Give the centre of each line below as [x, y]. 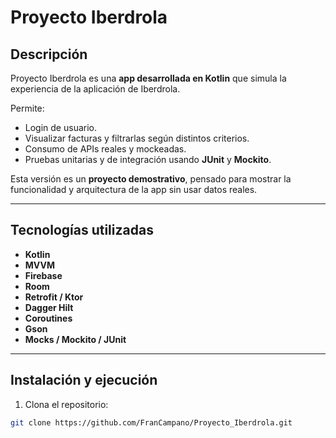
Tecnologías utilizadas [82, 230]
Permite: [27, 108]
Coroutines [48, 318]
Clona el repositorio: [66, 404]
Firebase [43, 275]
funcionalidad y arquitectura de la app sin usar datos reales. [134, 189]
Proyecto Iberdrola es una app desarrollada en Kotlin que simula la [148, 78]
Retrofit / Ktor [54, 297]
